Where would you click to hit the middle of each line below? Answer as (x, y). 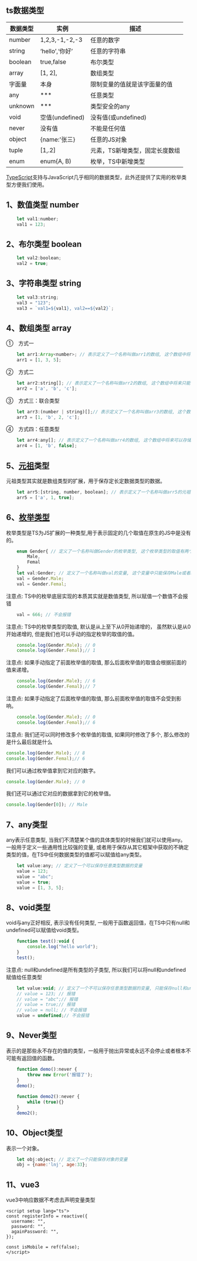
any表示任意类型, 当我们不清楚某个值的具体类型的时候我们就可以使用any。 (96, 840)
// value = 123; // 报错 (46, 994)
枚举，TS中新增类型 (118, 161)
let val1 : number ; (38, 219)
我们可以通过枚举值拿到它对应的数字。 (52, 770)
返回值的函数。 (39, 1058)
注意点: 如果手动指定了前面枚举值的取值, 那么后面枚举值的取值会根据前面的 (96, 663)
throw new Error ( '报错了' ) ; (60, 1075)
